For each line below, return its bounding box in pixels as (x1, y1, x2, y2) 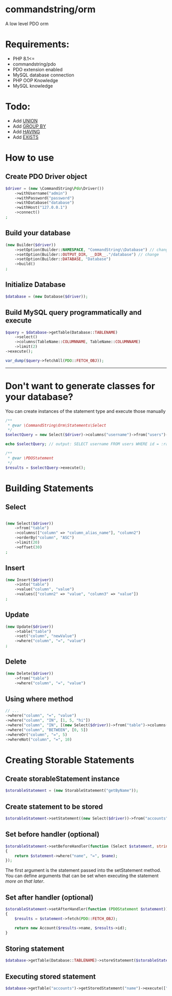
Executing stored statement (5, 972, 96, 981)
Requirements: (5, 38, 70, 50)
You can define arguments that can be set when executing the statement (5, 873, 159, 879)
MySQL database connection (12, 72, 74, 78)
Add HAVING (12, 128, 40, 134)
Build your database (5, 229, 71, 237)
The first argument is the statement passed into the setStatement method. (5, 867, 161, 873)
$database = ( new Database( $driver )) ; (5, 294, 88, 299)
